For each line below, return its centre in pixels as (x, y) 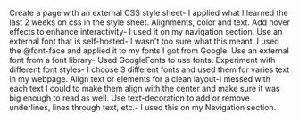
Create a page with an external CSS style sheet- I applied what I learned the (149, 13)
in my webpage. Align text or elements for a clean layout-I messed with (140, 79)
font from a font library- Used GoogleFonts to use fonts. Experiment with (142, 60)
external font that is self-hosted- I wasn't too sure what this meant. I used (144, 41)
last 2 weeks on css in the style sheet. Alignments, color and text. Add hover (150, 22)
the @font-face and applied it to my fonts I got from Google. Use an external (149, 51)
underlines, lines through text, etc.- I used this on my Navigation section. (143, 107)
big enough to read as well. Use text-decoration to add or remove (129, 98)
